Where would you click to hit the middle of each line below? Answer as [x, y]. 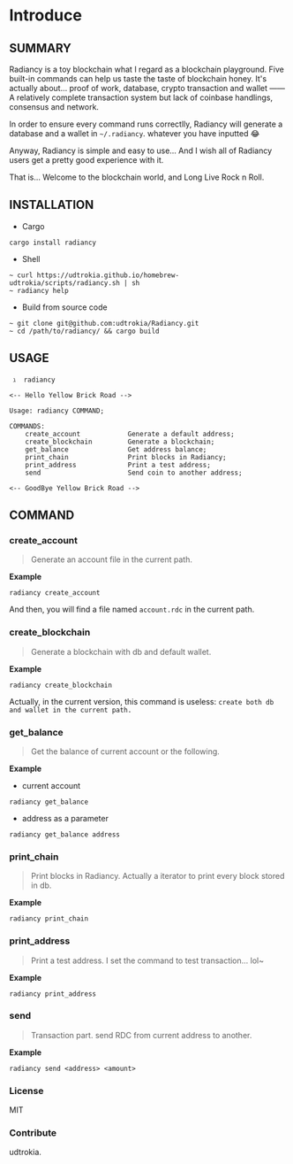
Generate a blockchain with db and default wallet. [121, 651]
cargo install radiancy [53, 243]
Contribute [33, 1133]
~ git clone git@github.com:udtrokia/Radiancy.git [104, 323]
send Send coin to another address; [134, 473]
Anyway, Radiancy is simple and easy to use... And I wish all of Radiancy [140, 150]
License [26, 1091]
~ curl [21, 275]
